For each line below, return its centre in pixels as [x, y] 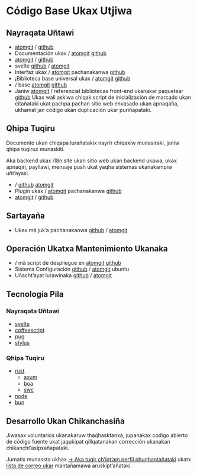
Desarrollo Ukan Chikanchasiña [66, 421]
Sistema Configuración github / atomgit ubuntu [72, 269]
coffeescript [30, 330]
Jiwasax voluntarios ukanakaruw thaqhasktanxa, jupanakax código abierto [97, 435]
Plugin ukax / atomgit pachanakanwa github [68, 191]
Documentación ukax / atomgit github [61, 53]
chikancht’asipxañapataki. [38, 448]
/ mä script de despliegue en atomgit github [68, 263]
